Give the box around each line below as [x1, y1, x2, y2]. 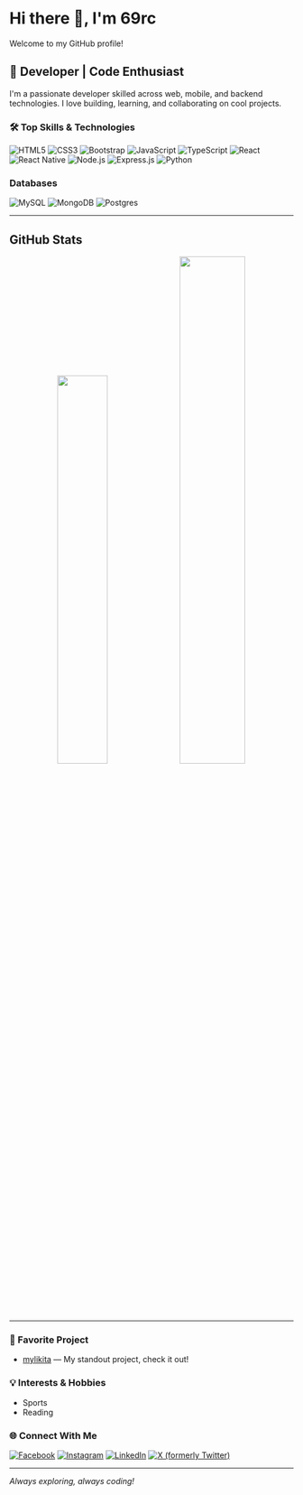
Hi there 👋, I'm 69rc [9, 8, 157, 29]
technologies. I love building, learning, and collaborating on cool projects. [9, 97, 282, 108]
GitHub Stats [9, 232, 83, 247]
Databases [9, 176, 58, 189]
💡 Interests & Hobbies [9, 1377, 106, 1389]
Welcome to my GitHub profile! [9, 38, 124, 49]
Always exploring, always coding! [9, 1476, 135, 1487]
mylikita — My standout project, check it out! [22, 1354, 189, 1365]
